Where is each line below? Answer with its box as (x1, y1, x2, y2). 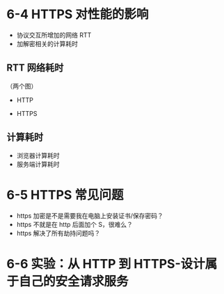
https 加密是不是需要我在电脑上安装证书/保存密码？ (16, 211, 164, 220)
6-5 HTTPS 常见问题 (6, 186, 124, 203)
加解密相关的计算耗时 (16, 39, 78, 47)
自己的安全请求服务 (19, 273, 129, 289)
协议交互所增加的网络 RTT (16, 31, 92, 39)
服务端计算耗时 (16, 160, 60, 168)
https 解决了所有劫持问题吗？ (16, 228, 101, 237)
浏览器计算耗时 (16, 151, 60, 159)
